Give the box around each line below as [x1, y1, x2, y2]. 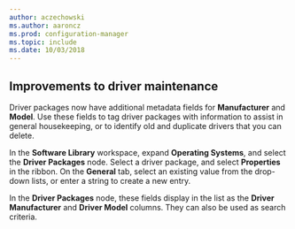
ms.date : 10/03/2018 [9, 46, 86, 55]
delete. [9, 130, 35, 141]
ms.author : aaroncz [9, 21, 82, 30]
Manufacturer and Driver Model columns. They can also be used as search [9, 202, 286, 212]
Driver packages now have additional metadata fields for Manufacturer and [9, 102, 286, 112]
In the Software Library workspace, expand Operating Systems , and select [9, 147, 286, 157]
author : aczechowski [9, 12, 86, 22]
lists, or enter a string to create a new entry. [31, 175, 191, 186]
